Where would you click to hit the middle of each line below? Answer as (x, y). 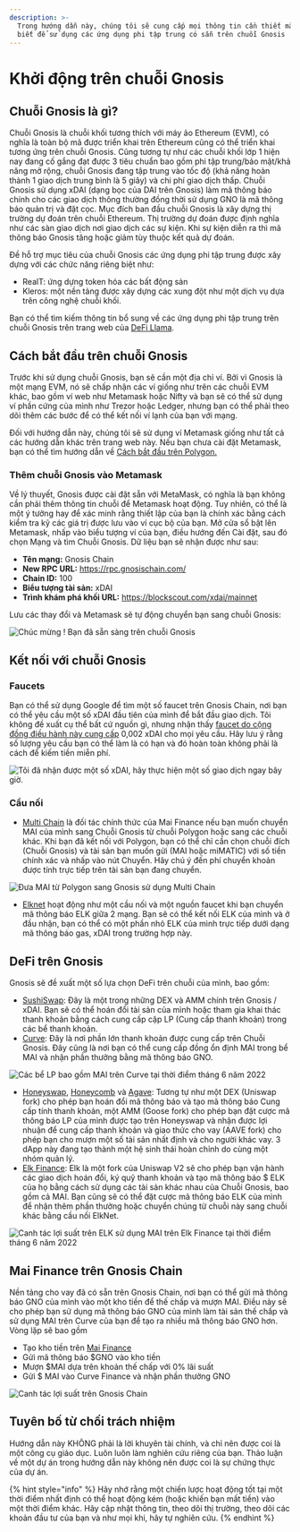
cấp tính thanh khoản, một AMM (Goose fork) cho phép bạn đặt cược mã (156, 1111)
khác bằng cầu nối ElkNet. (70, 1216)
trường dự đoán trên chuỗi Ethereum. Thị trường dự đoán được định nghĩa (144, 218)
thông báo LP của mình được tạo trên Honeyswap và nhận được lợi (145, 1121)
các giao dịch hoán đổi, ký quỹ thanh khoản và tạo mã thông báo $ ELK (154, 1177)
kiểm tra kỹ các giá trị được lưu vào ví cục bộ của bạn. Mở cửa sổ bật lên (143, 523)
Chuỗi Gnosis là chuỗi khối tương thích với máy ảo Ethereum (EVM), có (139, 133)
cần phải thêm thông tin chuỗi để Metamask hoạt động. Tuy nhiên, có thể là (148, 504)
